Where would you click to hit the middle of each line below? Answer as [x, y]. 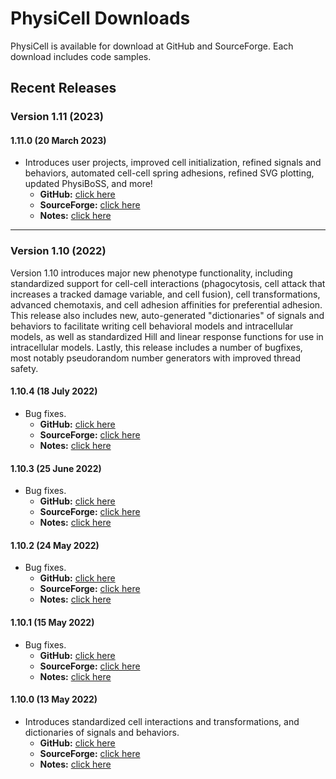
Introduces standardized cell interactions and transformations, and [162, 721]
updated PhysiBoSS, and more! [88, 184]
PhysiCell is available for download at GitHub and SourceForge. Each [152, 46]
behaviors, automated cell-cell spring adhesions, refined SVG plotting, [169, 173]
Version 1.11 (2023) [57, 117]
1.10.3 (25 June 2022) [56, 468]
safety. [24, 368]
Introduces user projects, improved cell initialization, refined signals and [173, 163]
